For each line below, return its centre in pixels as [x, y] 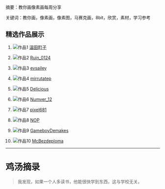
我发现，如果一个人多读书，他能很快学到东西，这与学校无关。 [80, 181]
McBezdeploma [48, 141]
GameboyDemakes [49, 130]
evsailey [38, 68]
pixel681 [38, 110]
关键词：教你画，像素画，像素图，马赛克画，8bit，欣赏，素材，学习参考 [78, 18]
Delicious [39, 89]
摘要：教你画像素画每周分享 [34, 7]
